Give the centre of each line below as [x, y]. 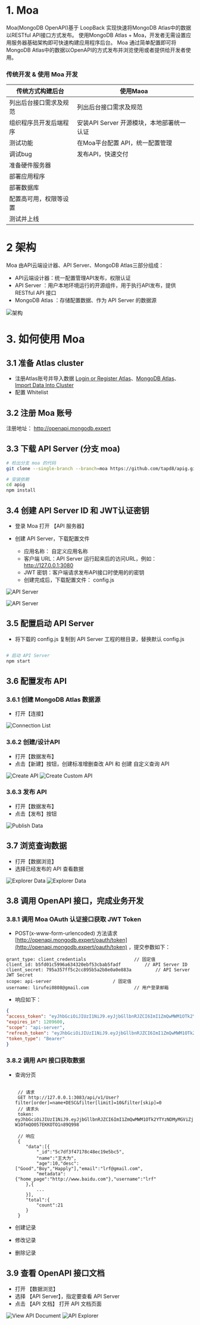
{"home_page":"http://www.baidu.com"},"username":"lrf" [85, 1179]
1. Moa [22, 10]
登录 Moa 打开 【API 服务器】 [51, 525]
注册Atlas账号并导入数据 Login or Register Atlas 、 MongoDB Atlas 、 [97, 378]
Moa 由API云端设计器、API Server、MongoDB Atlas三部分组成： [85, 265]
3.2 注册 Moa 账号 [39, 413]
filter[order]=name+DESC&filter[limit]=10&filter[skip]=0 [88, 1103]
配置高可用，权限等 [36, 199]
